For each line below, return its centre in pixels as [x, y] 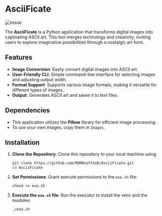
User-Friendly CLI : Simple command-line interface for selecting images [84, 74]
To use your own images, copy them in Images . [58, 127]
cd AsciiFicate [27, 168]
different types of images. [38, 90]
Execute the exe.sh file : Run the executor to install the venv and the [80, 195]
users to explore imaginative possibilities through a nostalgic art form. [75, 42]
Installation [22, 142]
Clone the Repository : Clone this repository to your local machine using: [85, 154]
